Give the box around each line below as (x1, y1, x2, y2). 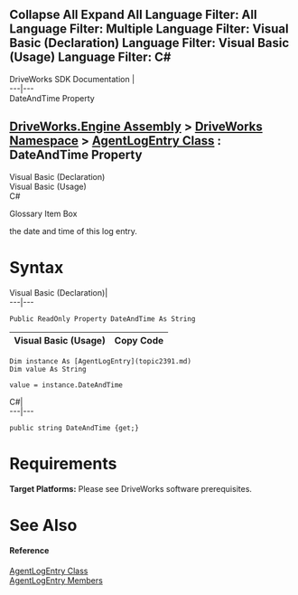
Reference (9, 545, 50, 556)
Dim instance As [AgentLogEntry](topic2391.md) (9, 356, 192, 365)
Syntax (9, 257, 64, 278)
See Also (9, 515, 78, 535)
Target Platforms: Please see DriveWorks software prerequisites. (9, 483, 253, 494)
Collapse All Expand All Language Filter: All (9, 7, 257, 23)
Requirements (9, 453, 117, 474)
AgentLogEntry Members (9, 574, 104, 586)
